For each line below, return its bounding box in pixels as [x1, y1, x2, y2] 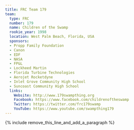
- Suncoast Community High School [9, 83, 79, 89]
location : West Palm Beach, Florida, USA [9, 34, 95, 39]
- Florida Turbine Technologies [9, 70, 75, 75]
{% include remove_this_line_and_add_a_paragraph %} [5, 119, 115, 125]
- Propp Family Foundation [9, 43, 64, 48]
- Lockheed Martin [9, 66, 47, 71]
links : [9, 88, 23, 93]
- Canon [9, 48, 25, 52]
